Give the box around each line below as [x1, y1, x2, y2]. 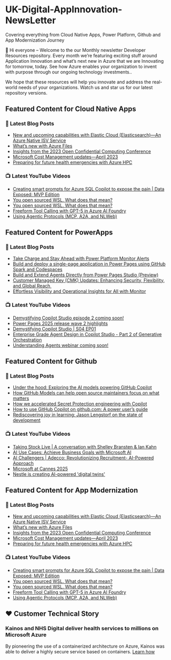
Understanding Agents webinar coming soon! [12, 342, 109, 348]
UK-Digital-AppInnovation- [5, 4, 122, 15]
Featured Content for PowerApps [5, 228, 113, 237]
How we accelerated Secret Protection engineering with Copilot [12, 400, 147, 407]
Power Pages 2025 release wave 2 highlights [12, 320, 108, 326]
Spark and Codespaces [12, 266, 62, 272]
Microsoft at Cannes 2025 [12, 466, 68, 472]
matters [12, 395, 29, 401]
